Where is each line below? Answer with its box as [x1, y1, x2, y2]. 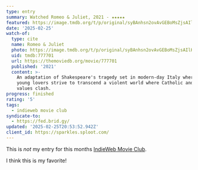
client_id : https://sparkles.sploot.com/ [6, 129, 110, 136]
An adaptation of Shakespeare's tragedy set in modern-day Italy [16, 74, 181, 80]
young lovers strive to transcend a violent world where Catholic [16, 80, 183, 86]
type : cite [11, 36, 38, 42]
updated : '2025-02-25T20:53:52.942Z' [6, 124, 99, 130]
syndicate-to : [6, 113, 41, 119]
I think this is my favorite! [6, 157, 67, 164]
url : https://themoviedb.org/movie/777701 [11, 58, 117, 64]
